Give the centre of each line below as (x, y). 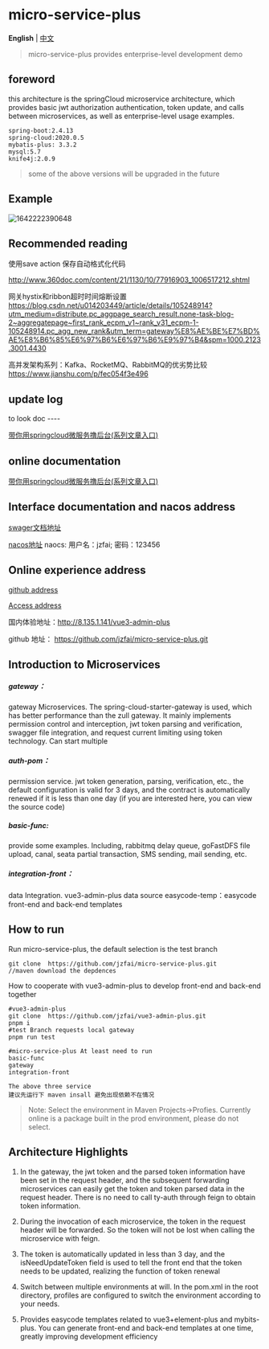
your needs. (40, 1303)
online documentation (65, 461)
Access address (35, 605)
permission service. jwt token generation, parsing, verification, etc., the (126, 781)
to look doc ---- (35, 419)
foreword (32, 79)
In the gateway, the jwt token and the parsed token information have (132, 1171)
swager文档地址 (35, 527)
